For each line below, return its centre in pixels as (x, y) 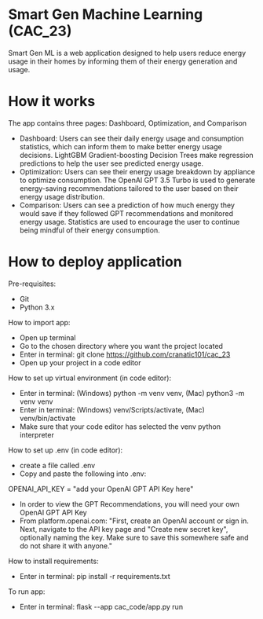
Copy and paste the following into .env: (83, 474)
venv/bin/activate (47, 418)
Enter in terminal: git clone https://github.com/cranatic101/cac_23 (125, 354)
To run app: (27, 592)
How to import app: (39, 322)
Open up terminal (47, 337)
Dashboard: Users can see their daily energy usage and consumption (131, 138)
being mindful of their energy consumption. (89, 230)
